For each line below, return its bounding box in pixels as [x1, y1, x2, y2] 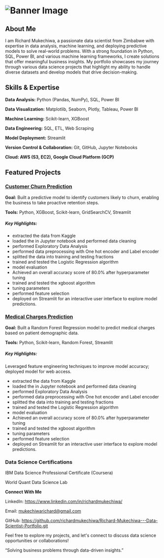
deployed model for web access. [5, 368, 71, 374]
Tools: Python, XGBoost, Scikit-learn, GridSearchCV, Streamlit [5, 209, 131, 215]
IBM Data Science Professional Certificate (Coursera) [5, 470, 113, 476]
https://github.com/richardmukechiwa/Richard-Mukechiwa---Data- [21, 518, 158, 523]
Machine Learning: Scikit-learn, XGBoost [5, 116, 90, 121]
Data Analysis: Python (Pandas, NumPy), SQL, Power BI [5, 96, 120, 102]
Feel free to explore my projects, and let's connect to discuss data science [5, 532, 157, 538]
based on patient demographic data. [5, 330, 79, 336]
